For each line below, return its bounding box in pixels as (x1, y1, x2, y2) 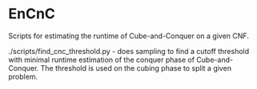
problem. (8, 72, 38, 81)
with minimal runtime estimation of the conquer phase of (8, 55, 195, 64)
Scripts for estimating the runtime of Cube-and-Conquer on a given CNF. (8, 31, 250, 41)
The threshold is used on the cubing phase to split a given (40, 63, 232, 72)
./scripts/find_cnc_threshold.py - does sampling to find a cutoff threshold (8, 46, 250, 56)
